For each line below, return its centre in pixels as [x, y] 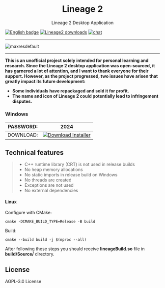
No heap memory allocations [54, 170]
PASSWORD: [23, 127]
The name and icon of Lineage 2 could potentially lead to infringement [85, 96]
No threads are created [48, 180]
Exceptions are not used [49, 185]
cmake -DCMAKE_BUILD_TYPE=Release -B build [50, 222]
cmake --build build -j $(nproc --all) [46, 240]
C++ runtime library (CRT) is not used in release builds [80, 164]
